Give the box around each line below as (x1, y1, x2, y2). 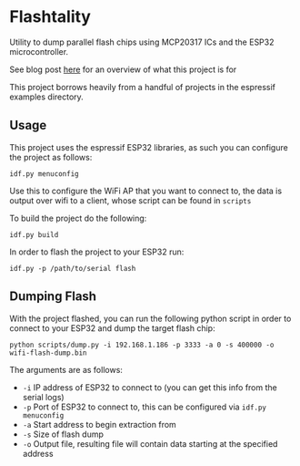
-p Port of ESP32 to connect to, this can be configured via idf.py (22, 401, 266, 412)
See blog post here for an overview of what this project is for (9, 64, 237, 75)
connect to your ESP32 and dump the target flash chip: (9, 322, 215, 334)
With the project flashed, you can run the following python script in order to (9, 313, 292, 324)
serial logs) (22, 391, 65, 402)
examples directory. (9, 91, 84, 102)
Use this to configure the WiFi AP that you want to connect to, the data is (9, 185, 283, 196)
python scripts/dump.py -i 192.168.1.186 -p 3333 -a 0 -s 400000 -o (9, 340, 275, 349)
